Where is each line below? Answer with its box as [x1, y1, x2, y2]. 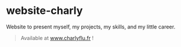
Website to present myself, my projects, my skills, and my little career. [6, 23, 176, 30]
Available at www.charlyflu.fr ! [20, 34, 94, 41]
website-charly [6, 4, 83, 17]
